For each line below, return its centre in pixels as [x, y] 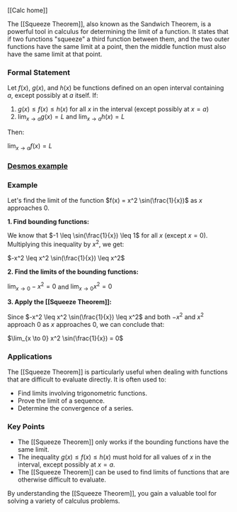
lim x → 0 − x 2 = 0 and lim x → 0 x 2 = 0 [60, 287]
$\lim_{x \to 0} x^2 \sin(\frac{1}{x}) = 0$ [65, 338]
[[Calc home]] [28, 10]
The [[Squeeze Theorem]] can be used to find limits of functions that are [123, 472]
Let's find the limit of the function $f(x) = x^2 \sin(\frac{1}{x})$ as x [105, 201]
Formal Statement [39, 72]
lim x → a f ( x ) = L [30, 147]
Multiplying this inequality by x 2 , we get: [66, 244]
